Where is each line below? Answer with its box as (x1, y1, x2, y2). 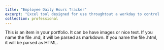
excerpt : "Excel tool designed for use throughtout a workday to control (5, 12, 160, 17)
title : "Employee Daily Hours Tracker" (5, 7, 87, 12)
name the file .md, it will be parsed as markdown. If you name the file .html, (5, 34, 158, 40)
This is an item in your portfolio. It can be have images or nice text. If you (5, 30, 153, 35)
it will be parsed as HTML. (5, 40, 58, 46)
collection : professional (5, 16, 58, 21)
